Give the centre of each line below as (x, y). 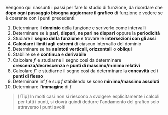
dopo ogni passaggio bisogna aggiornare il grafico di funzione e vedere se (84, 13)
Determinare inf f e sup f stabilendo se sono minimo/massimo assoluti (86, 81)
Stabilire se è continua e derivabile (49, 54)
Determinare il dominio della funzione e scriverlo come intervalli (79, 28)
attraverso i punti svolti (41, 107)
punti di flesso (28, 76)
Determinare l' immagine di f (42, 87)
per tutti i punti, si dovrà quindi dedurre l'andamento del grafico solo (89, 102)
